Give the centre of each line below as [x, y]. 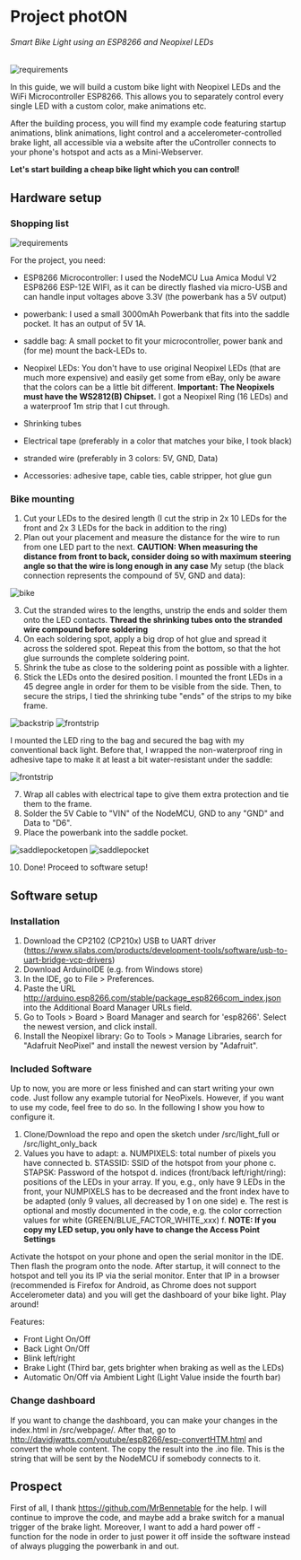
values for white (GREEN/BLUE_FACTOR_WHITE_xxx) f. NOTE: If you [150, 1220]
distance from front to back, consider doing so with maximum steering [157, 557]
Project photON [69, 17]
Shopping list [40, 223]
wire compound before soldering [86, 629]
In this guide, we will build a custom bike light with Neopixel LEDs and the [146, 87]
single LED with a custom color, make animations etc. [108, 106]
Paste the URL [49, 988]
